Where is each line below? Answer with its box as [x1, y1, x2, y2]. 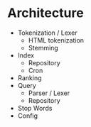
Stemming [28, 43, 58, 52]
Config [17, 111, 38, 120]
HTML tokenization [28, 35, 84, 44]
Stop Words [17, 104, 53, 112]
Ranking [17, 73, 42, 82]
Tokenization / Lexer [17, 28, 78, 37]
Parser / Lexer [28, 89, 70, 97]
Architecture [7, 5, 84, 21]
